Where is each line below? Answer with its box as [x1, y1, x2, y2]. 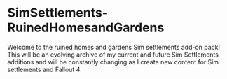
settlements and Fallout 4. [7, 65, 82, 73]
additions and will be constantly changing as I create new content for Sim [7, 57, 219, 66]
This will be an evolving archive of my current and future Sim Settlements [7, 50, 219, 59]
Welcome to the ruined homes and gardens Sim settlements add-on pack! [7, 43, 221, 51]
